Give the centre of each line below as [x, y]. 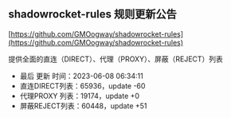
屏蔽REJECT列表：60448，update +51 [83, 105]
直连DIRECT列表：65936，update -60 [82, 85]
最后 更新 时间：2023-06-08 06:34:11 [81, 76]
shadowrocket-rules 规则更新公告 [92, 14]
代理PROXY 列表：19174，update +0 [80, 96]
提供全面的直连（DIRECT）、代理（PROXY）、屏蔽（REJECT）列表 [115, 59]
